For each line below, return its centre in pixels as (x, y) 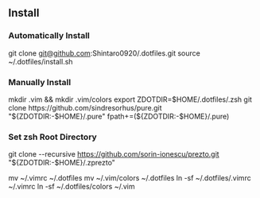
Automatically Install (49, 36)
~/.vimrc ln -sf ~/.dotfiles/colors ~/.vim (72, 187)
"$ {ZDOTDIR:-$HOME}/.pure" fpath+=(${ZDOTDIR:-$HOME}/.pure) (119, 116)
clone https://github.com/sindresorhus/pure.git (85, 107)
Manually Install (40, 82)
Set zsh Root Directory (52, 137)
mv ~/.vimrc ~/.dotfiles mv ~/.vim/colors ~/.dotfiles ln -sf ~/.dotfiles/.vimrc (130, 178)
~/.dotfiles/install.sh (41, 61)
